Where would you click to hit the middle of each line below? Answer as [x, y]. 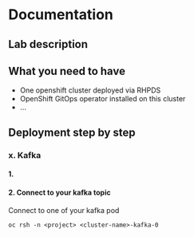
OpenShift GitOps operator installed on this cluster [103, 99]
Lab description [48, 44]
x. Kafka [25, 155]
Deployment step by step [72, 132]
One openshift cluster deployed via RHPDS [90, 90]
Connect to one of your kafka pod [64, 210]
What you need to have [67, 71]
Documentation [61, 15]
